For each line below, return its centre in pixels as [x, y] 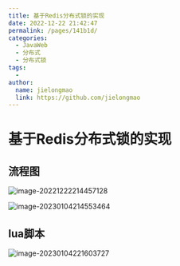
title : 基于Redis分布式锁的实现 [57, 16]
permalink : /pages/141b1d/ [53, 30]
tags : [17, 68]
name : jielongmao [44, 90]
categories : [28, 38]
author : [21, 82]
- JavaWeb [31, 46]
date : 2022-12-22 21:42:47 [53, 23]
